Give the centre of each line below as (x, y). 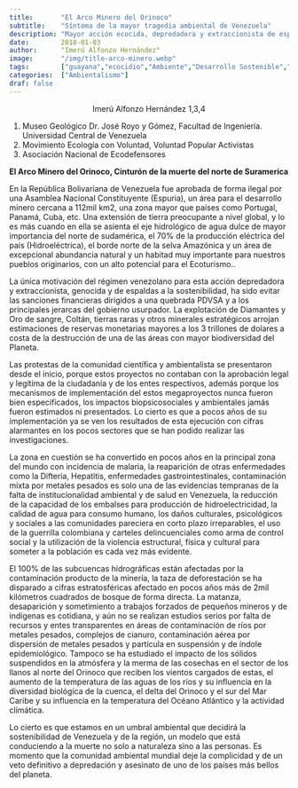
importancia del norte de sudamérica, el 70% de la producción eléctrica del (147, 235)
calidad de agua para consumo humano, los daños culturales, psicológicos (146, 513)
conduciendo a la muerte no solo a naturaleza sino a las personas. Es (136, 745)
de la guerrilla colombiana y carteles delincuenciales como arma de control (146, 532)
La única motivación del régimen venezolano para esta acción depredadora (147, 281)
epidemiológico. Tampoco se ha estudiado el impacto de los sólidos (133, 653)
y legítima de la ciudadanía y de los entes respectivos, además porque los (144, 383)
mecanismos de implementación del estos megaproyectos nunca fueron (141, 392)
